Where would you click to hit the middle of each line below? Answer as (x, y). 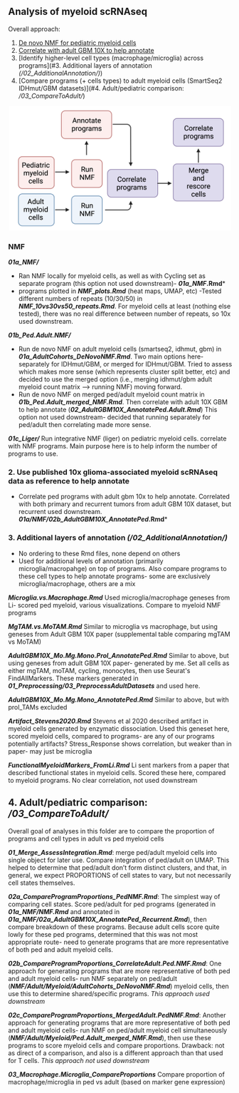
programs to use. (33, 454)
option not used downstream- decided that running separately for (115, 417)
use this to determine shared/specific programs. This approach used (109, 993)
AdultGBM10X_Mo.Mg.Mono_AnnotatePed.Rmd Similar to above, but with (119, 699)
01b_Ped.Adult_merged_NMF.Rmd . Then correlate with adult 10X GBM (123, 402)
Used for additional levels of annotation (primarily (91, 561)
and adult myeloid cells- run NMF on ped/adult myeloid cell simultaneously (118, 1030)
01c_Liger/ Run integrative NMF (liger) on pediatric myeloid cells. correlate (117, 438)
